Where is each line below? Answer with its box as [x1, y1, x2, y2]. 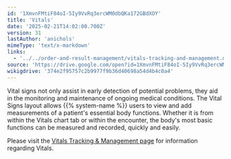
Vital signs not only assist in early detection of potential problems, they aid [7, 87, 218, 95]
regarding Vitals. [7, 144, 54, 152]
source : [7, 61, 30, 68]
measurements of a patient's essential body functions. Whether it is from [7, 108, 214, 117]
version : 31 [7, 29, 41, 36]
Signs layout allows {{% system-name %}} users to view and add [7, 101, 192, 109]
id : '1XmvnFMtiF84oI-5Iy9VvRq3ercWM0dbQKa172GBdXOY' [7, 10, 162, 17]
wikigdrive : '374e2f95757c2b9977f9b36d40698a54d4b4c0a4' [7, 67, 174, 74]
